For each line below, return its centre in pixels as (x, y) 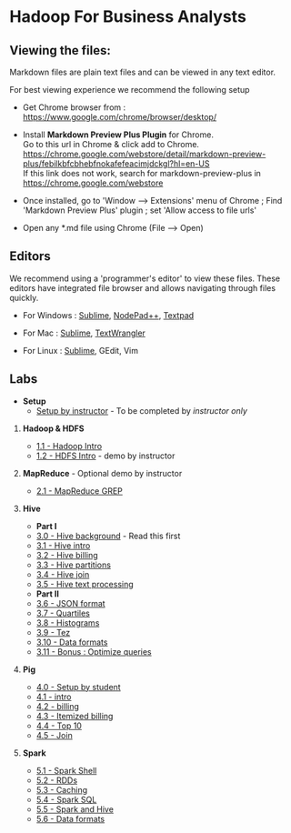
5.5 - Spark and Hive (75, 809)
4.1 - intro (54, 697)
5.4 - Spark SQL (66, 799)
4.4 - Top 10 (59, 726)
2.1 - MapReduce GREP (79, 491)
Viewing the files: (60, 50)
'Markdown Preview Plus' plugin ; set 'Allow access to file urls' (140, 210)
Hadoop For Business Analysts (128, 17)
